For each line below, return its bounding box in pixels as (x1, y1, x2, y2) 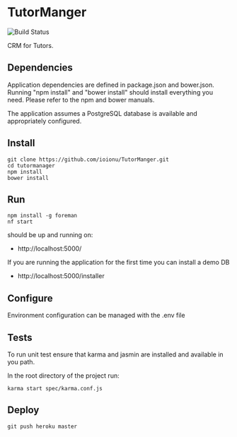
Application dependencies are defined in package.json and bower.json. (7, 80, 214, 89)
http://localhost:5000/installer (17, 272, 105, 280)
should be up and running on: (7, 231, 93, 239)
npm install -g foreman (7, 212, 78, 220)
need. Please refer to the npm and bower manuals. (7, 95, 155, 104)
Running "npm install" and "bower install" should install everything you (7, 88, 214, 96)
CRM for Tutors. (7, 41, 54, 49)
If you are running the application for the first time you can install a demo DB (7, 258, 230, 267)
